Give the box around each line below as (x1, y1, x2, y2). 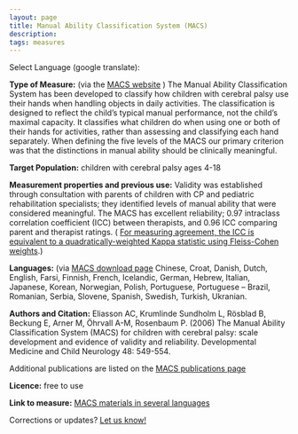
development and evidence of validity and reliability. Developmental (9, 336, 257, 347)
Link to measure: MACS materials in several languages (9, 398, 210, 408)
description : (9, 29, 58, 38)
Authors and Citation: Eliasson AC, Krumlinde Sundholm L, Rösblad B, (9, 308, 266, 320)
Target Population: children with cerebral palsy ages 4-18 (9, 162, 222, 173)
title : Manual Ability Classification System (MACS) (9, 21, 208, 30)
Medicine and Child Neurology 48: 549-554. (9, 346, 171, 357)
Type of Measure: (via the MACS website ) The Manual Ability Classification (9, 79, 288, 90)
